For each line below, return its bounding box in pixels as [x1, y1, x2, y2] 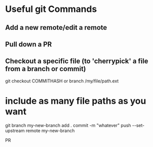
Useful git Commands [5, 3, 97, 15]
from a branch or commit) [5, 65, 86, 73]
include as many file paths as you [5, 95, 146, 106]
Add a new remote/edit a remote [5, 23, 107, 32]
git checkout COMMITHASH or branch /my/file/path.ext [5, 78, 119, 84]
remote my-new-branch [25, 128, 75, 134]
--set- [132, 122, 145, 128]
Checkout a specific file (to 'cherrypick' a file [5, 57, 149, 66]
